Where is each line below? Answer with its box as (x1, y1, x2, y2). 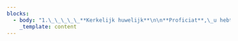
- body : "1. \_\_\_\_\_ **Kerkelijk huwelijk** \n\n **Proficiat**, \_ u (13, 17, 217, 24)
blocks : (6, 10, 30, 17)
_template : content (19, 23, 77, 30)
